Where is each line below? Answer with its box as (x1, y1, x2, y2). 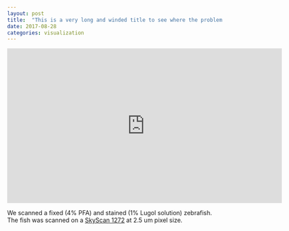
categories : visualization (7, 29, 84, 36)
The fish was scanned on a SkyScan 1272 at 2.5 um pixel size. (7, 216, 183, 224)
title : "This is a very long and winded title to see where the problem (7, 16, 223, 23)
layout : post (7, 10, 45, 17)
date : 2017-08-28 (7, 23, 57, 30)
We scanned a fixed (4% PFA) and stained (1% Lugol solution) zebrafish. (7, 209, 213, 217)
